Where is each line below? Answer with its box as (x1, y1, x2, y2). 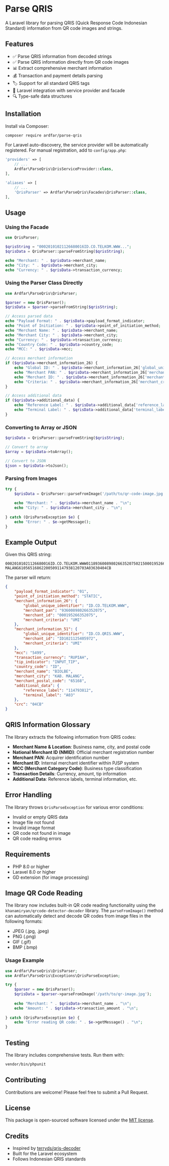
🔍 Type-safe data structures (12, 93, 72, 99)
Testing (5, 1039, 30, 1047)
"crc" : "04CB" (14, 702, 44, 707)
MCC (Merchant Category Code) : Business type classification (12, 765, 142, 771)
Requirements (5, 850, 50, 859)
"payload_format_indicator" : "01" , (14, 589, 89, 594)
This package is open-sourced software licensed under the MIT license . (5, 1117, 154, 1123)
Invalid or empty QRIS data (12, 814, 68, 820)
